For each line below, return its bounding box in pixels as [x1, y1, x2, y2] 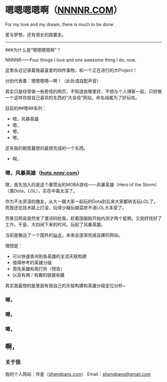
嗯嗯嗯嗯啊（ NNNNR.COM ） [5, 4, 123, 16]
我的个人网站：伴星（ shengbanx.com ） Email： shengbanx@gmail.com [5, 371, 151, 377]
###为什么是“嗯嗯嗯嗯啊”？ [5, 47, 61, 53]
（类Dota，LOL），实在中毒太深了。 [5, 188, 78, 194]
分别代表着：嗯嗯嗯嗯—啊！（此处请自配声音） [5, 78, 101, 84]
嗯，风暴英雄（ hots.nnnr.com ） [5, 169, 83, 176]
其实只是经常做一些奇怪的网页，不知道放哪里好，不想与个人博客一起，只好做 [5, 88, 162, 94]
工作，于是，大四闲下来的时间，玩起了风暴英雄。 [5, 221, 105, 227]
